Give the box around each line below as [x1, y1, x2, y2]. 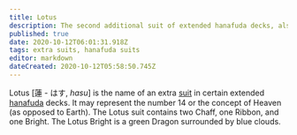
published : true [9, 29, 69, 38]
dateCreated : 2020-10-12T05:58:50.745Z [9, 63, 156, 71]
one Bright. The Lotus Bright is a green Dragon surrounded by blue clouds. [9, 116, 281, 126]
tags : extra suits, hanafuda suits [9, 46, 141, 55]
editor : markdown [9, 54, 73, 63]
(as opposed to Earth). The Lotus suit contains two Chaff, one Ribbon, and [9, 107, 279, 117]
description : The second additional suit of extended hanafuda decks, [9, 21, 275, 30]
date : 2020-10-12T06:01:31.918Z [9, 37, 128, 47]
